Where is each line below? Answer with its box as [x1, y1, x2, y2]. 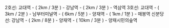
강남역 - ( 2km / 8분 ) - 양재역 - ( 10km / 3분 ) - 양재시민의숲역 [11, 17, 138, 23]
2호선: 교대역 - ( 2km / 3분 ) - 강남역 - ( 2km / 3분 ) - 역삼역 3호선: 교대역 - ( [5, 5, 159, 10]
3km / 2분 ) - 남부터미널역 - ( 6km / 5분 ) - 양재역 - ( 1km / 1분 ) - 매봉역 [5, 11, 151, 17]
